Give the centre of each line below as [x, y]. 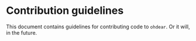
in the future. [22, 32]
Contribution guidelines [65, 11]
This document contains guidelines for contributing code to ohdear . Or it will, [98, 27]
